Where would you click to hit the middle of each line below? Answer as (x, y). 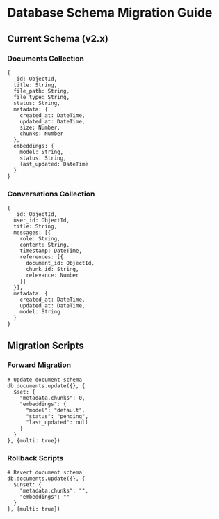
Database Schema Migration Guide (110, 13)
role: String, (40, 239)
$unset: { (27, 485)
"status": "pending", (57, 416)
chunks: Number (42, 134)
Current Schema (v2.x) (58, 39)
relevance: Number (52, 276)
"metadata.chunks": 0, (52, 398)
